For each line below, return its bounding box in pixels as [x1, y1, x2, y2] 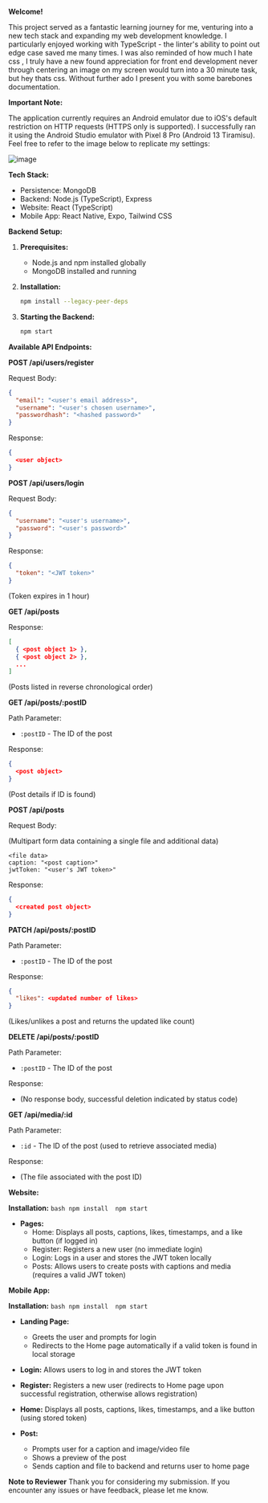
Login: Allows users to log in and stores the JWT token [19, 1365, 202, 1374]
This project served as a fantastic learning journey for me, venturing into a [8, 22, 254, 31]
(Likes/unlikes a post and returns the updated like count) [8, 1016, 195, 1027]
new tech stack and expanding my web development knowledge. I [8, 31, 227, 40]
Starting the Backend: [19, 312, 95, 321]
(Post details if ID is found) [8, 789, 96, 798]
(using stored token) [19, 1413, 87, 1423]
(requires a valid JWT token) [31, 1270, 126, 1280]
